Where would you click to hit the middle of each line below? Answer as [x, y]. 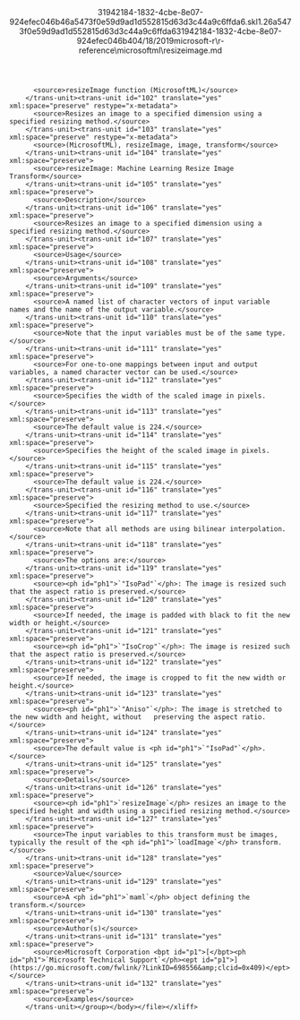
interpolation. [258, 529]
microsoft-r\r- [199, 41]
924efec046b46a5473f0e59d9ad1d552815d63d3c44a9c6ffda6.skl [133, 21]
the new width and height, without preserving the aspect [124, 717]
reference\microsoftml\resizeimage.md [150, 50]
